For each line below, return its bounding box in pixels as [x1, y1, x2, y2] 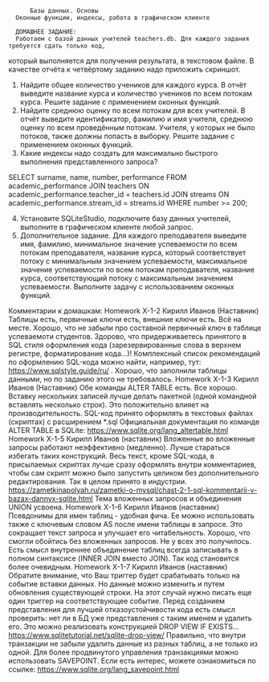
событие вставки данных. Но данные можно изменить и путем [8, 579, 225, 589]
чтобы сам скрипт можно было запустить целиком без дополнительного [8, 468, 259, 477]
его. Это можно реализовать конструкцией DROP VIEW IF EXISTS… [8, 622, 239, 631]
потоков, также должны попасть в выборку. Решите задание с [19, 132, 235, 141]
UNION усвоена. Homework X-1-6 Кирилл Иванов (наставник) [8, 502, 220, 512]
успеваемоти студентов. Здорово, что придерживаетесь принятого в [8, 332, 247, 341]
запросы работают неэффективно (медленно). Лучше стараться [8, 443, 230, 452]
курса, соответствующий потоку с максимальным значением [19, 273, 234, 283]
